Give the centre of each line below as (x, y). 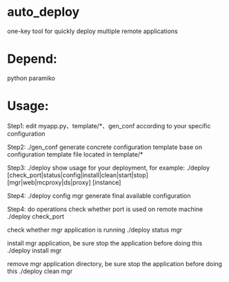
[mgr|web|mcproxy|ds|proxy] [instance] (64, 182)
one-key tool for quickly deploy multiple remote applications (92, 31)
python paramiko (31, 78)
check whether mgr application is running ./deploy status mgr (95, 230)
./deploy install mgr (34, 250)
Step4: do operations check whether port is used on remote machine (105, 209)
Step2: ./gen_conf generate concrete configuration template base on (104, 147)
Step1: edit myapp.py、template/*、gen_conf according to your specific (109, 125)
